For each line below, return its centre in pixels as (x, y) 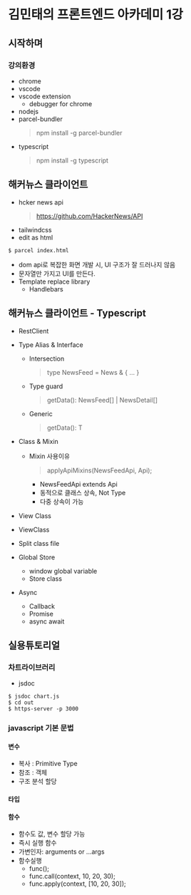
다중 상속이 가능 (62, 501)
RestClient (33, 331)
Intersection (47, 358)
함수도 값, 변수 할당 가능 (52, 834)
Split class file (39, 543)
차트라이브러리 (32, 667)
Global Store (37, 557)
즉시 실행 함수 (37, 843)
